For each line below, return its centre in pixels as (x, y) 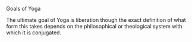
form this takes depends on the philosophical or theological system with (94, 26)
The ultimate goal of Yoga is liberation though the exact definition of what (96, 20)
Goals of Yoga (23, 9)
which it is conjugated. (34, 33)
